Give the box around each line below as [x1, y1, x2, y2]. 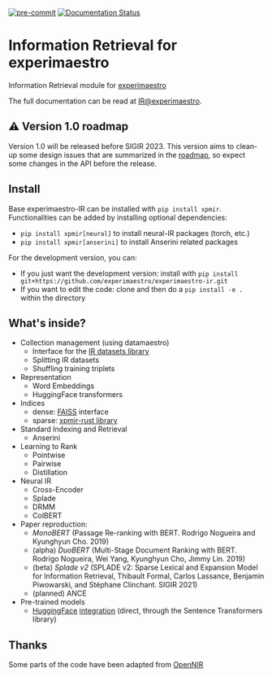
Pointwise [32, 450, 66, 460]
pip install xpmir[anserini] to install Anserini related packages [19, 237, 238, 247]
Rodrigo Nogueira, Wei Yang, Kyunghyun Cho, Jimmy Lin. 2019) [32, 554, 246, 564]
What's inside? [8, 316, 87, 330]
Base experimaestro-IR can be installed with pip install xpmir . [8, 203, 222, 213]
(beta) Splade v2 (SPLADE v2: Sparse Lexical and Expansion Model [32, 562, 258, 573]
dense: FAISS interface [32, 407, 110, 417]
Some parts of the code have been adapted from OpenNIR [8, 660, 204, 670]
